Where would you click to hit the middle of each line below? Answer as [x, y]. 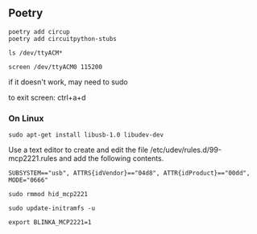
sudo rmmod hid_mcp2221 [48, 195]
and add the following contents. [112, 158]
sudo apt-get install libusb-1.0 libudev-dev [86, 135]
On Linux [26, 118]
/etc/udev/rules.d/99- [186, 150]
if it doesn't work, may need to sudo [68, 82]
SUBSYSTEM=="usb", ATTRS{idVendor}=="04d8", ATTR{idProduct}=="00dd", [129, 173]
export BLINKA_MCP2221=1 [50, 223]
